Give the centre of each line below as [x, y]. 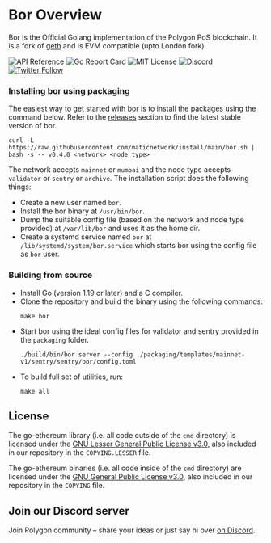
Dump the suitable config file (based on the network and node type [132, 220]
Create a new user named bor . [70, 203]
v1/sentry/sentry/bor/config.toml [78, 361]
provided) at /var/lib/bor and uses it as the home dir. [110, 229]
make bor [35, 316]
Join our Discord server [69, 511]
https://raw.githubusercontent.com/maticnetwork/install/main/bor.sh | [131, 148]
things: [20, 187]
